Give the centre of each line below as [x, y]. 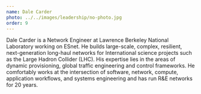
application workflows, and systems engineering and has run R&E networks [100, 78]
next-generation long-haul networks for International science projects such [99, 53]
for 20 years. [22, 85]
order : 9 [17, 23]
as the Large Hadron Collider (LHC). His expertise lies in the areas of [91, 59]
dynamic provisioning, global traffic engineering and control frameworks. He [100, 66]
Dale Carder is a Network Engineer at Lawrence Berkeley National [88, 40]
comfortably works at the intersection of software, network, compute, [92, 72]
